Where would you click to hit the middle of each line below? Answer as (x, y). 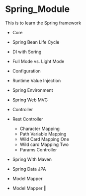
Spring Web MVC (30, 100)
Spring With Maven (32, 159)
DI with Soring (27, 52)
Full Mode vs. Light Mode (38, 61)
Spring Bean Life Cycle (36, 42)
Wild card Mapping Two (44, 144)
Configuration (26, 71)
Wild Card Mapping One (44, 139)
